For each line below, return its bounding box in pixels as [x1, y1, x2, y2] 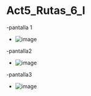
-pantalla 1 [6, 24, 33, 31]
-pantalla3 [6, 70, 32, 78]
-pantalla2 [6, 47, 32, 55]
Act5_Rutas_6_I [6, 4, 86, 18]
